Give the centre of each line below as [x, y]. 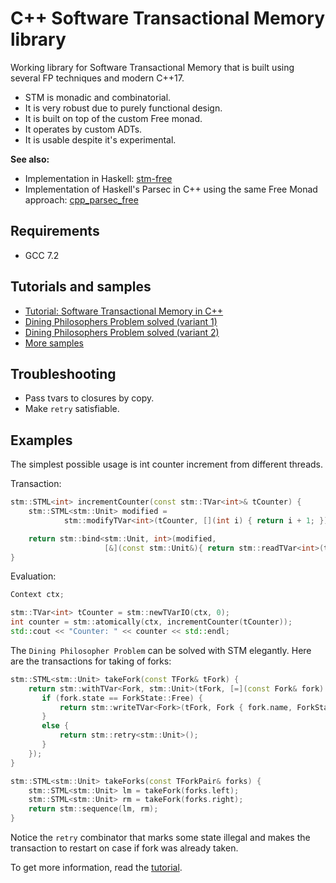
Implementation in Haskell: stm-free [98, 178]
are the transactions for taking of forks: [91, 661]
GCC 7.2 [42, 255]
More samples [54, 343]
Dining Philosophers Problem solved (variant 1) [121, 321]
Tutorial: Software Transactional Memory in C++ [124, 311]
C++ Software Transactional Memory [168, 18]
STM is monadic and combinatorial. [98, 97]
